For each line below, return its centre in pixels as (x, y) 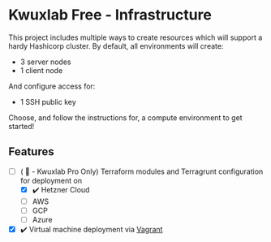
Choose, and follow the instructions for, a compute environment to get (125, 117)
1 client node (41, 70)
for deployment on (51, 180)
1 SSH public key (48, 102)
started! (22, 126)
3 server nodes (45, 62)
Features (31, 152)
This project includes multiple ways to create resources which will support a (135, 37)
